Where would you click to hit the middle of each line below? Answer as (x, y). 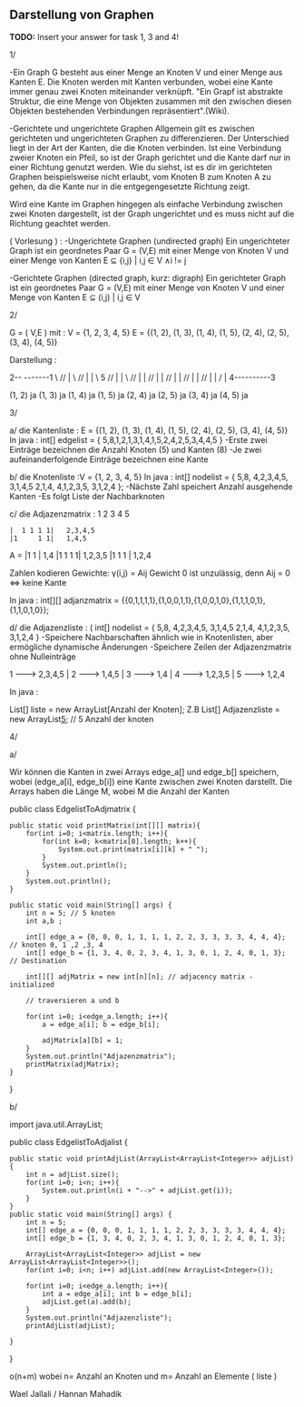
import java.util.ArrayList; (56, 1124)
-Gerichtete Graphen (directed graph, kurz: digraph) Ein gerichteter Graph (148, 277)
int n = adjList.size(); (73, 1174)
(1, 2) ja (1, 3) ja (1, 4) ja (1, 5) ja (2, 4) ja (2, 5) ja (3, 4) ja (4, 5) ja (129, 395)
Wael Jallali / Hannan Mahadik (66, 1393)
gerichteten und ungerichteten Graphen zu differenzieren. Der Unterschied (149, 138)
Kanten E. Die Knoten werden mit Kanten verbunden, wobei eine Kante (142, 82)
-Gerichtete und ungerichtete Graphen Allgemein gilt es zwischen (132, 128)
